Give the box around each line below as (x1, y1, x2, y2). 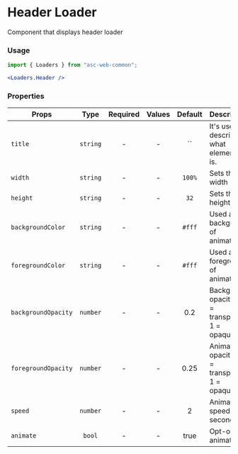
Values (146, 109, 171, 119)
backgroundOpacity (11, 309, 73, 316)
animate (11, 432, 37, 440)
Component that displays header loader (7, 28, 123, 36)
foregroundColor (11, 262, 66, 270)
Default (176, 109, 203, 119)
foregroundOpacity (11, 365, 73, 372)
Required (108, 109, 140, 119)
